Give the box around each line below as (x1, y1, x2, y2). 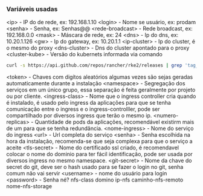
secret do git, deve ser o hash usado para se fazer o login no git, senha (6, 163, 184, 171)
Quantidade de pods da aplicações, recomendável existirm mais (34, 119, 195, 126)
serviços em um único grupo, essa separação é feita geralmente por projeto (6, 87, 196, 94)
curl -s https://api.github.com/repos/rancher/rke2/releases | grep (6, 62, 182, 68)
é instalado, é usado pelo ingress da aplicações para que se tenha (6, 99, 171, 106)
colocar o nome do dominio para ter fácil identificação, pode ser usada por (6, 151, 193, 158)
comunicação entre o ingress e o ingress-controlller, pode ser (6, 105, 160, 113)
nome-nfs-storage (6, 183, 53, 190)
